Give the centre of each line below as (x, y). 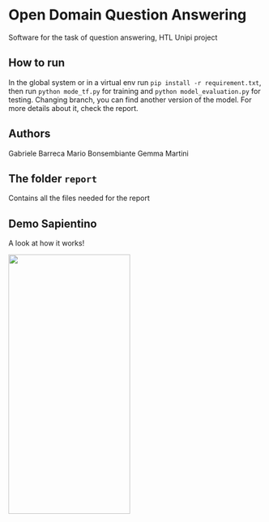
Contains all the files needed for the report (79, 198)
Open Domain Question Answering (128, 15)
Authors (30, 134)
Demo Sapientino (53, 223)
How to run (37, 63)
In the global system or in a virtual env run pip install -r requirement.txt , (135, 82)
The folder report (53, 179)
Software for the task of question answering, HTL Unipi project (113, 37)
